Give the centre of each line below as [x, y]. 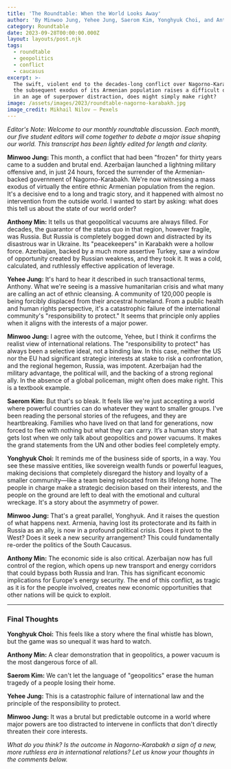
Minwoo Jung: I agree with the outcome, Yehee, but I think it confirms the [112, 336]
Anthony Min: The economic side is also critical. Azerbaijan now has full [110, 558]
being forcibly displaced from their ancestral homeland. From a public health [115, 301]
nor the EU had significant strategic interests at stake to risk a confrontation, [115, 358]
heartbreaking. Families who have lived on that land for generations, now [110, 423]
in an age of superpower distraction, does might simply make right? [115, 97]
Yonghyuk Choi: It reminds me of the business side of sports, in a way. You [114, 458]
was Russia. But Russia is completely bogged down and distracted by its [109, 236]
